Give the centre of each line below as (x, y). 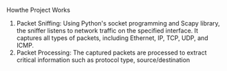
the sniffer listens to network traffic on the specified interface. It (107, 31)
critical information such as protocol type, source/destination (103, 60)
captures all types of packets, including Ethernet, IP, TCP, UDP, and (112, 38)
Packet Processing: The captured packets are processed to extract (112, 52)
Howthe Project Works (38, 10)
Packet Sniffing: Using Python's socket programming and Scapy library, (118, 23)
